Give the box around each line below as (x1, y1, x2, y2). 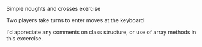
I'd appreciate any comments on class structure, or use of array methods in (6, 28, 196, 36)
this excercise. (6, 35, 43, 42)
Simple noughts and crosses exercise (6, 5, 101, 12)
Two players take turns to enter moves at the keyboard (6, 17, 144, 23)
